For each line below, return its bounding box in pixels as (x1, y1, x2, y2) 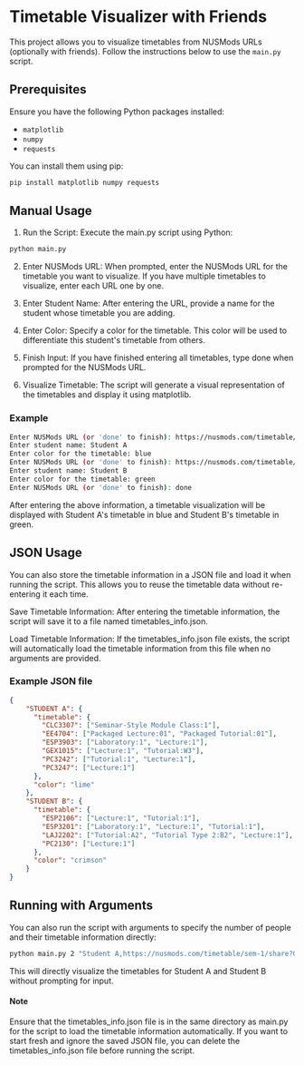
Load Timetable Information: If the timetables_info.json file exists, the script (9, 633, 290, 644)
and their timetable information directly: (9, 932, 157, 943)
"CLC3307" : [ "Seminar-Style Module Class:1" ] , (42, 721, 221, 730)
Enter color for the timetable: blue (9, 449, 152, 459)
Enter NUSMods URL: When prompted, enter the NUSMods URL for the (22, 261, 288, 272)
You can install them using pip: (9, 161, 124, 171)
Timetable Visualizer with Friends (9, 6, 268, 27)
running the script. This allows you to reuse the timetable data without (9, 579, 270, 590)
